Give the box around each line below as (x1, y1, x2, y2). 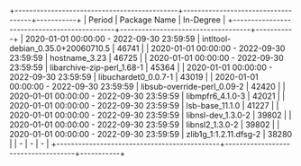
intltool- (202, 33, 232, 44)
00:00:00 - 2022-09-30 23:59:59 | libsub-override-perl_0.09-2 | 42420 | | (9, 82, 286, 92)
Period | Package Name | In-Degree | (88, 14, 226, 25)
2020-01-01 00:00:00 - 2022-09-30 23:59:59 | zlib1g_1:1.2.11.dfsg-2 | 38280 (9, 129, 293, 139)
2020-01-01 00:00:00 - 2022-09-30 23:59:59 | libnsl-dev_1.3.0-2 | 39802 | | (9, 109, 292, 120)
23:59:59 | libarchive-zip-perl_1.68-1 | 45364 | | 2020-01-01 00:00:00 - (9, 62, 273, 73)
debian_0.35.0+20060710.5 (9, 43, 111, 54)
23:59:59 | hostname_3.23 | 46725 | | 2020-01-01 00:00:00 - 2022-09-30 (9, 53, 284, 63)
